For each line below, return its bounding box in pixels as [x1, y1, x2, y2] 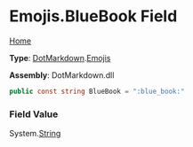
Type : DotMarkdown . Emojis [9, 52, 111, 63]
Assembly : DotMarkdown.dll [9, 69, 115, 81]
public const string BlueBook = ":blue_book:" [9, 87, 185, 96]
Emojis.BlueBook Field [9, 6, 178, 27]
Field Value [9, 108, 59, 120]
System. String [9, 128, 61, 139]
